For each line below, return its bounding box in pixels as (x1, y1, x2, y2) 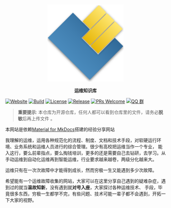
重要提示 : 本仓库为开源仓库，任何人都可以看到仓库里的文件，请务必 (17, 109, 159, 115)
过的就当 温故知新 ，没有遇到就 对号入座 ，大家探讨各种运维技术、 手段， (9, 185, 158, 191)
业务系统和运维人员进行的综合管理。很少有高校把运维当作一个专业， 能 (14, 144, 163, 150)
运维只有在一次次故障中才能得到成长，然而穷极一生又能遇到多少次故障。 (5, 167, 157, 173)
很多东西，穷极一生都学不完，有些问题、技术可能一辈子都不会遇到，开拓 (9, 191, 161, 197)
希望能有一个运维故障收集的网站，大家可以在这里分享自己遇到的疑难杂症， (5, 178, 161, 184)
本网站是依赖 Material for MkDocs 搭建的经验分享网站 (5, 126, 115, 133)
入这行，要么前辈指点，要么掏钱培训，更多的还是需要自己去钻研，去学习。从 (5, 150, 166, 156)
